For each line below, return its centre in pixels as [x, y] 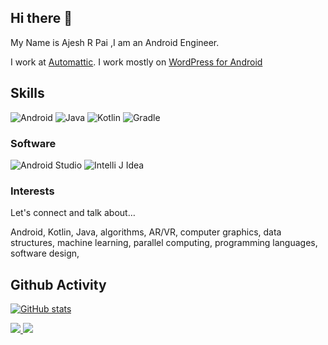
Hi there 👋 [41, 18]
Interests [32, 191]
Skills [27, 93]
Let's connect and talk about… [73, 213]
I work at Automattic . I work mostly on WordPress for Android [136, 62]
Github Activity [58, 284]
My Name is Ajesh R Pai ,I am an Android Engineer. [115, 42]
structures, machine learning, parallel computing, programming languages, [164, 243]
